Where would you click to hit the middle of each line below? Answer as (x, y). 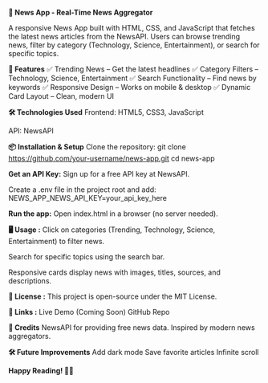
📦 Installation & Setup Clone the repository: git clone (97, 147)
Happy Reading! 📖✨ (41, 371)
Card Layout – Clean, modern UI (61, 96)
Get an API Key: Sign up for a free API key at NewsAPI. (99, 174)
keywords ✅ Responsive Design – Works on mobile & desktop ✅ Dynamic (130, 87)
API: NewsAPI (31, 131)
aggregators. (30, 336)
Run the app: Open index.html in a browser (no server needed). (113, 214)
